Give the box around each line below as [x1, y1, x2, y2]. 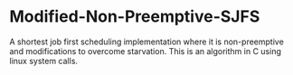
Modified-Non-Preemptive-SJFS [9, 6, 260, 27]
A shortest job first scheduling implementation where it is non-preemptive [9, 36, 285, 47]
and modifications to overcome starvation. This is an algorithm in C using [9, 45, 282, 56]
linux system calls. [9, 55, 79, 66]
